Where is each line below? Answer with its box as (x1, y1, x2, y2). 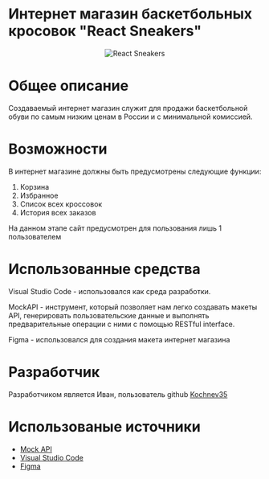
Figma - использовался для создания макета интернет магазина (8, 334, 230, 344)
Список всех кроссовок (19, 199, 103, 209)
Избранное (19, 190, 59, 200)
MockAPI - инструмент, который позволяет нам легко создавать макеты (8, 302, 258, 312)
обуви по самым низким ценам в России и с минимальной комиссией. (8, 112, 253, 121)
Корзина (19, 182, 50, 191)
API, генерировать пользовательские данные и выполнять (8, 310, 210, 320)
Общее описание (8, 77, 129, 95)
